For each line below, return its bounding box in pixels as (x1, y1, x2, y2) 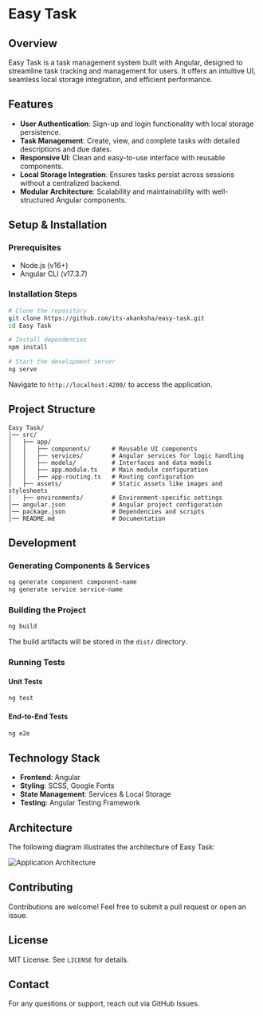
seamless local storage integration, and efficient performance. (8, 75, 213, 84)
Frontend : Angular (19, 773, 81, 782)
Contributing (8, 880, 73, 894)
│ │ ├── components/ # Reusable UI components (8, 444, 198, 453)
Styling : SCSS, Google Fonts (19, 781, 115, 790)
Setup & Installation (8, 219, 108, 232)
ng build (8, 623, 37, 631)
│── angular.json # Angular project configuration (8, 500, 223, 509)
